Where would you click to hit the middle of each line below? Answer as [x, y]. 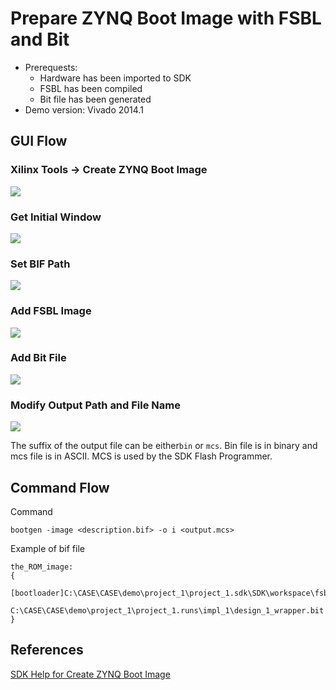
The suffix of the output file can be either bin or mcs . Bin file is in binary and [164, 446]
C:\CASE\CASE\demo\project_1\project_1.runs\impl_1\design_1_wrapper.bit [167, 610]
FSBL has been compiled [91, 88]
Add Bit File [38, 358]
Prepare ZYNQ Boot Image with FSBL [166, 18]
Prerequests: [51, 67]
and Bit [40, 39]
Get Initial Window [56, 217]
